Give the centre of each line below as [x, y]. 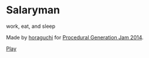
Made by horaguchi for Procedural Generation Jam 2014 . [75, 37]
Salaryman [33, 10]
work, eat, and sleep [31, 26]
